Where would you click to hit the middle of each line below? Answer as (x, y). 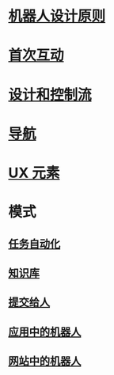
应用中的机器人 (45, 332)
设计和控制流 (50, 95)
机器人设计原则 (57, 16)
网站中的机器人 (45, 361)
